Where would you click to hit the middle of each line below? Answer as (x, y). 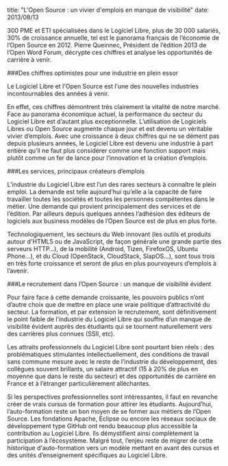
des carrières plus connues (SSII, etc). (61, 334)
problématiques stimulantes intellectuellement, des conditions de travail (108, 354)
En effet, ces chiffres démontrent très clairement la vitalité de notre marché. (114, 107)
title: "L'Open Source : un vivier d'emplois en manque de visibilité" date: (108, 10)
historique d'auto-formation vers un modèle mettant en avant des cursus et (113, 448)
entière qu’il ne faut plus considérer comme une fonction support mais (106, 151)
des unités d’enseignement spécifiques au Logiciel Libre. (87, 455)
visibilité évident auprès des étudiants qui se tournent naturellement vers (110, 326)
